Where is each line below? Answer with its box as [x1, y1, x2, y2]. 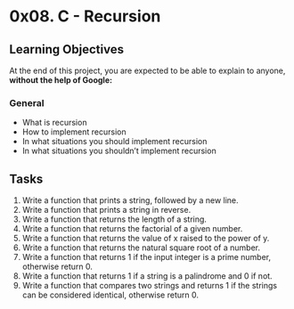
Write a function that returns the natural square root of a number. [21, 242, 261, 253]
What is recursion [21, 118, 87, 128]
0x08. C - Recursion [9, 6, 161, 27]
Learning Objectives [9, 42, 125, 57]
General [9, 96, 45, 109]
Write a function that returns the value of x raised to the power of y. [21, 233, 270, 244]
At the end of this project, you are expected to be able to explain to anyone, [9, 65, 286, 76]
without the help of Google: [9, 75, 113, 85]
